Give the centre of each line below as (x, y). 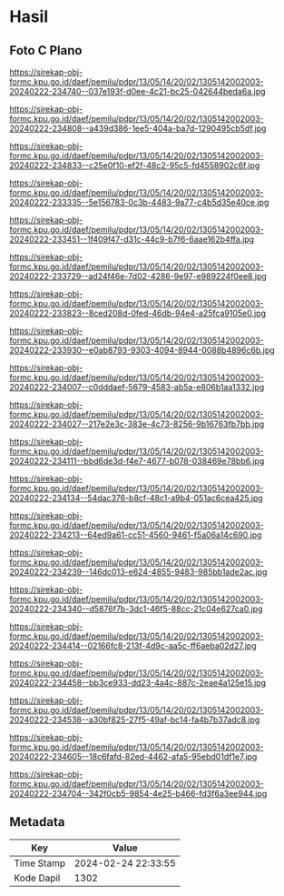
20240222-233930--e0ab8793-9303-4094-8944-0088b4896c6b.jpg (142, 350)
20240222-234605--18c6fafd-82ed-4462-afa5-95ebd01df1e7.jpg (133, 756)
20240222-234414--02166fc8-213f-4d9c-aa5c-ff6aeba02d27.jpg (133, 646)
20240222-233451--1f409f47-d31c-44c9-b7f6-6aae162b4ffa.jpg (132, 239)
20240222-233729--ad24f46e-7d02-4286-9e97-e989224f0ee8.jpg (138, 276)
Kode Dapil (37, 878)
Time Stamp (40, 863)
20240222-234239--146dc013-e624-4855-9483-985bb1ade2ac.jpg (138, 572)
